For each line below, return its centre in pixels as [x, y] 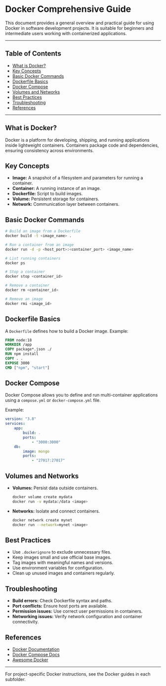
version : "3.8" [21, 419]
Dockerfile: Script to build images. [47, 194]
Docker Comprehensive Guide [68, 9]
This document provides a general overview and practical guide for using [80, 23]
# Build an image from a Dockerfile [43, 231]
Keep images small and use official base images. [62, 557]
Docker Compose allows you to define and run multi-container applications [82, 395]
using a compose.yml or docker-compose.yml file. [53, 400]
